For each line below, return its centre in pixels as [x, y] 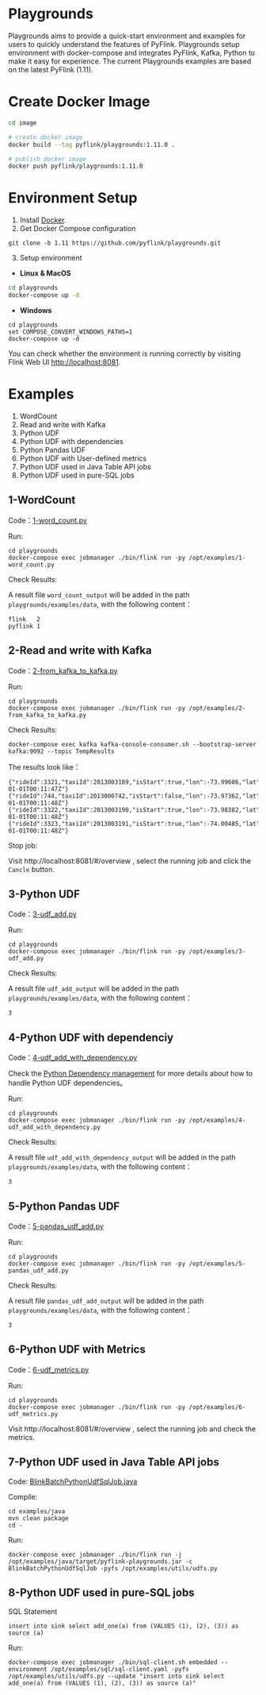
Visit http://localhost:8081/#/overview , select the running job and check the [132, 1429]
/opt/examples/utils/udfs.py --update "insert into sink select [116, 1677]
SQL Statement [33, 1612]
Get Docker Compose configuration [78, 229]
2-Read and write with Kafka [80, 651]
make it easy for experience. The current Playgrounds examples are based [130, 61]
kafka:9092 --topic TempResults [61, 751]
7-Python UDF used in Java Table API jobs [114, 1462]
